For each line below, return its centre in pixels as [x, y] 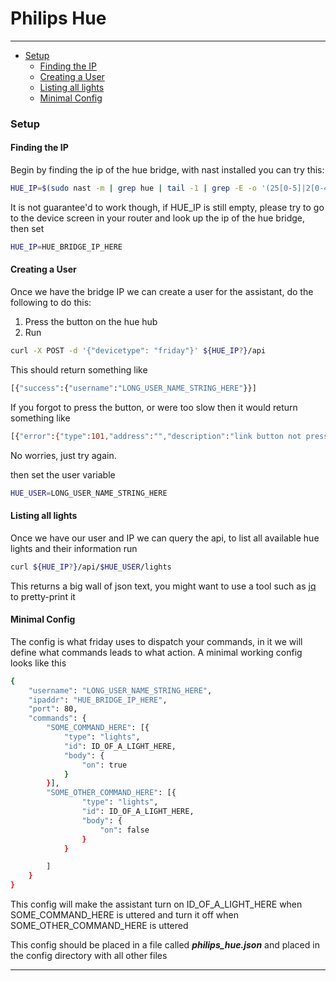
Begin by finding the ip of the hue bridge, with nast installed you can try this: [167, 170]
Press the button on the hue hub [91, 322]
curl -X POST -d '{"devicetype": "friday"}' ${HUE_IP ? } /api [138, 351]
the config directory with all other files [89, 956]
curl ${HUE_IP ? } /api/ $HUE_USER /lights [91, 567]
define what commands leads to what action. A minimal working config [156, 652]
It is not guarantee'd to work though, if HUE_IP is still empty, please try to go [167, 207]
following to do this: [51, 303]
